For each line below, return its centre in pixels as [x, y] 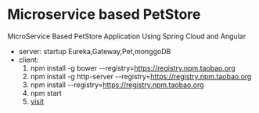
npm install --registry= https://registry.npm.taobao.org [117, 85]
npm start [46, 93]
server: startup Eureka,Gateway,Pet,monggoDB [95, 51]
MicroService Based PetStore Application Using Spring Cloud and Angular [127, 36]
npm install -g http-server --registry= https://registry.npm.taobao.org [141, 76]
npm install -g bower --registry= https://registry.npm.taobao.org [133, 67]
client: [29, 60]
